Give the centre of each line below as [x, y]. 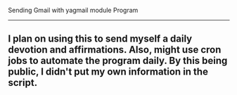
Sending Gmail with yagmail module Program [73, 10]
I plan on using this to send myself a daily [100, 39]
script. [23, 83]
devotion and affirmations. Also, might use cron [115, 50]
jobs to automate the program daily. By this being [118, 61]
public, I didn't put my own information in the [108, 72]
